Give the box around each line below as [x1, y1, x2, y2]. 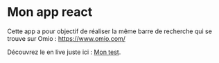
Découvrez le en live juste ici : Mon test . [7, 48, 121, 56]
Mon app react [7, 4, 93, 20]
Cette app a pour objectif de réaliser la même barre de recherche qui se [7, 27, 213, 35]
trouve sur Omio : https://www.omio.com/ [7, 34, 126, 42]
